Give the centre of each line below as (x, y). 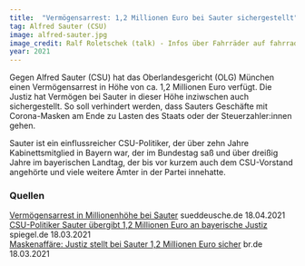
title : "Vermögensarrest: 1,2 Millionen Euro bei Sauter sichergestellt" (154, 18)
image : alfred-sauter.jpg (58, 34)
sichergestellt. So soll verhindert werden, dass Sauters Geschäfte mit (138, 106)
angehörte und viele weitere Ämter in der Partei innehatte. (118, 172)
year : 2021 (30, 52)
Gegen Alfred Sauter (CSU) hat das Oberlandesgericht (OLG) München (142, 77)
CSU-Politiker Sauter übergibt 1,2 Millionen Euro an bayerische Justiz (138, 225)
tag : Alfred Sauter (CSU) (58, 26)
